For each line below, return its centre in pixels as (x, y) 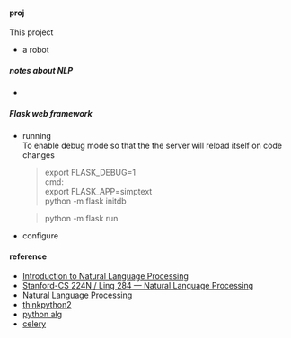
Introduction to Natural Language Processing (105, 276)
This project (31, 32)
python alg (42, 315)
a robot (35, 50)
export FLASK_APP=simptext (98, 192)
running (37, 136)
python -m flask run (81, 219)
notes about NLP (41, 70)
